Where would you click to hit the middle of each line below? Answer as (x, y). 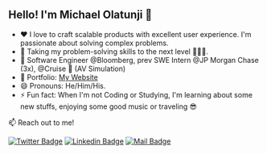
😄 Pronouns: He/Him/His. (63, 85)
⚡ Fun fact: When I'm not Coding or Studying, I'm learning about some (136, 94)
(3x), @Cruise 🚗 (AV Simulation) (73, 69)
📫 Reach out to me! (41, 123)
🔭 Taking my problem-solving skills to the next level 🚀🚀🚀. (114, 51)
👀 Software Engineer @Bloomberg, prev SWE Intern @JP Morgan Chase (139, 60)
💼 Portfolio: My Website (59, 77)
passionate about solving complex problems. (94, 43)
